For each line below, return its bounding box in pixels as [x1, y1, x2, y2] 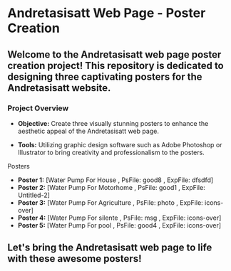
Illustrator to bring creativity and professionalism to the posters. [17, 148, 205, 156]
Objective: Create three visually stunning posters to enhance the [17, 119, 209, 127]
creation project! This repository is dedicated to [7, 59, 224, 72]
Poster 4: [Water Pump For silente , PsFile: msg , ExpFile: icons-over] [17, 213, 222, 222]
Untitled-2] [17, 191, 50, 199]
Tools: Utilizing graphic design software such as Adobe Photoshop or [17, 140, 222, 149]
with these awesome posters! [7, 253, 142, 265]
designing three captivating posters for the [7, 70, 202, 83]
